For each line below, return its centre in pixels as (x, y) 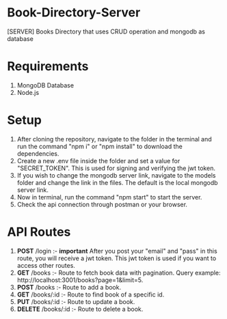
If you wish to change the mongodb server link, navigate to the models (116, 175)
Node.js (28, 92)
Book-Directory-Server (74, 13)
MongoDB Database (45, 85)
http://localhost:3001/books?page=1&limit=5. (80, 280)
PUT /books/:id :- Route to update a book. (76, 301)
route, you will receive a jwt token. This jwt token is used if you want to (117, 258)
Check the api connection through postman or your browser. (102, 204)
